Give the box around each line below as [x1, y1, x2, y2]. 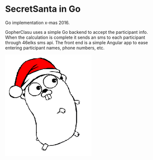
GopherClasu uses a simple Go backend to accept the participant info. [5, 29, 148, 35]
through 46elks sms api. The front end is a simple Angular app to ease [5, 39, 148, 45]
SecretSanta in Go [5, 3, 81, 15]
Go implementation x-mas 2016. [5, 20, 70, 26]
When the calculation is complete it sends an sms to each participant [5, 34, 146, 40]
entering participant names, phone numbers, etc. [5, 45, 105, 51]
